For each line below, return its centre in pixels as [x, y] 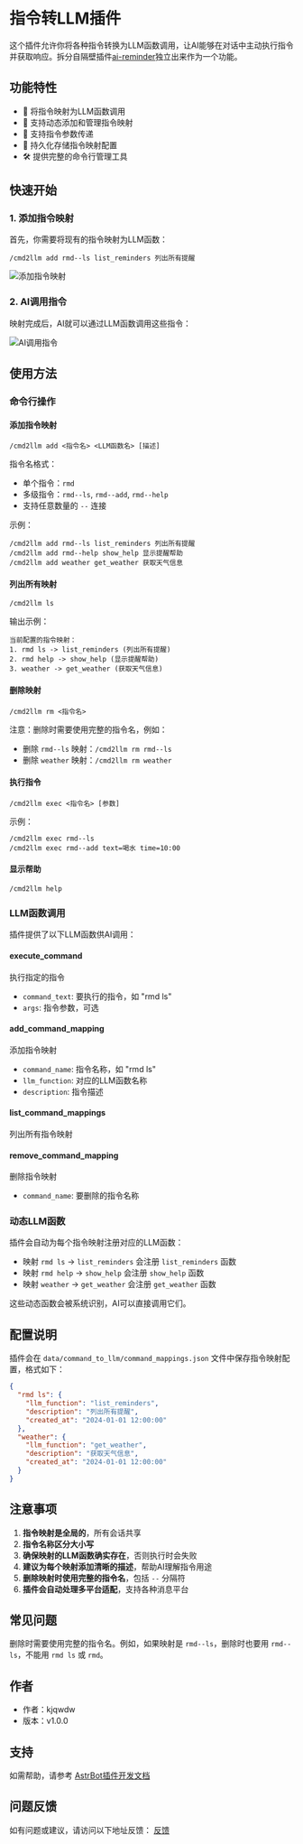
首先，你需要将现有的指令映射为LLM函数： [89, 239]
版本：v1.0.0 [46, 1721]
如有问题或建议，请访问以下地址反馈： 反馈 [89, 1830]
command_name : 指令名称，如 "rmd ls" [89, 1069]
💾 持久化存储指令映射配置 [69, 144]
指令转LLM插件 [65, 19]
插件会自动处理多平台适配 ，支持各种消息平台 [106, 1589]
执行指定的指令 [37, 977]
